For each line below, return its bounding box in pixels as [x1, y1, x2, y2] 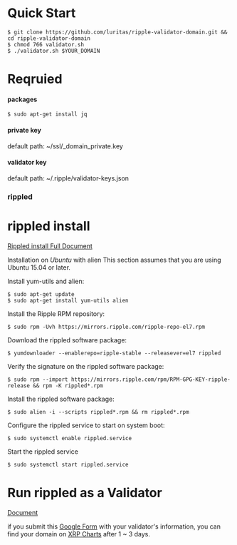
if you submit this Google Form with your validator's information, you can [7, 522, 221, 531]
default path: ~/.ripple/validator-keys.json [7, 173, 130, 183]
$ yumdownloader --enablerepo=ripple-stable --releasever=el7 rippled [7, 350, 221, 357]
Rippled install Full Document [7, 241, 93, 250]
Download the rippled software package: [7, 335, 127, 344]
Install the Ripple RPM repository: [7, 309, 105, 318]
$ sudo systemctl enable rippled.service [7, 434, 132, 442]
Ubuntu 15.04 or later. [7, 263, 71, 272]
